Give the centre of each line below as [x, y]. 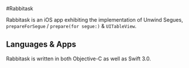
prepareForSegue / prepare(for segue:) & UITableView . [71, 26]
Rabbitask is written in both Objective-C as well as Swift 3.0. [78, 59]
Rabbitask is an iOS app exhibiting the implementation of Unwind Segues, [94, 20]
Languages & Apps [41, 44]
